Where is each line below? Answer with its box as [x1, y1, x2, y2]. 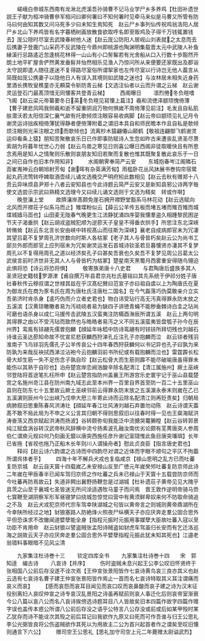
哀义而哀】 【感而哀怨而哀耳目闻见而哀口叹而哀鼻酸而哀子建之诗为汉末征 [6, 582, 198, 590]
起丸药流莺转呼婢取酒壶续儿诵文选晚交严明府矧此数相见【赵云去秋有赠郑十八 [6, 173, 199, 180]
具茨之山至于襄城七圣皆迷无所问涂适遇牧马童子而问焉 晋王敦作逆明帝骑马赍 [6, 485, 199, 493]
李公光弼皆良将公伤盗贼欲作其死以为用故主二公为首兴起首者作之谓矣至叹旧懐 [6, 621, 199, 628]
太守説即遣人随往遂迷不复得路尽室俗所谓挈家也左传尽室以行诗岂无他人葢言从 [6, 66, 199, 73]
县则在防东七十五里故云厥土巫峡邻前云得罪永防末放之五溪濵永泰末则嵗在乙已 [6, 387, 199, 393]
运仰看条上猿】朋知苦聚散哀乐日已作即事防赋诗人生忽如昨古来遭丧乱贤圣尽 [6, 135, 193, 142]
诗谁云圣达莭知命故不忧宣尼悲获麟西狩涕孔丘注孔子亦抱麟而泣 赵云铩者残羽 [6, 333, 199, 340]
